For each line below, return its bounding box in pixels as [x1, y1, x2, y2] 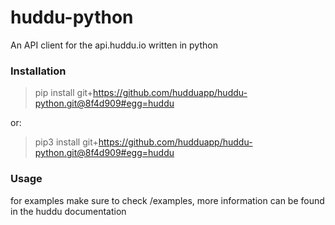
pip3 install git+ [34, 136, 99, 148]
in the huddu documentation [10, 205, 127, 217]
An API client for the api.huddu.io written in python [10, 39, 218, 51]
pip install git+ [34, 87, 94, 99]
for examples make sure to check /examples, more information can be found [10, 194, 325, 206]
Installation [10, 64, 67, 78]
